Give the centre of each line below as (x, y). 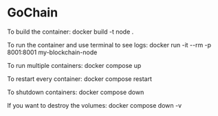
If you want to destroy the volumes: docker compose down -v (95, 105)
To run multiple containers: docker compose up (74, 65)
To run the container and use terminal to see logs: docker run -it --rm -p (109, 45)
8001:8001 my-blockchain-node (52, 52)
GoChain (33, 13)
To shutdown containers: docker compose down (76, 92)
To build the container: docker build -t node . (70, 32)
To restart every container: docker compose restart (80, 79)
